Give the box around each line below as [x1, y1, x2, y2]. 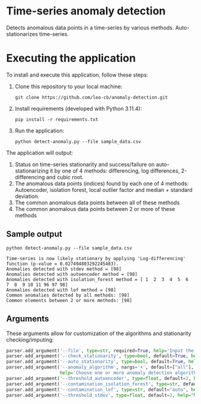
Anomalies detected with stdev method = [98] [6, 266, 121, 272]
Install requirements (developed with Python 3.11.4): [14, 105, 142, 112]
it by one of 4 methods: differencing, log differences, [50, 167, 180, 174]
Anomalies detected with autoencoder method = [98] [6, 271, 138, 277]
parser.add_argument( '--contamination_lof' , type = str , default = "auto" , [6, 387, 188, 393]
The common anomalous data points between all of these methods [14, 199, 180, 206]
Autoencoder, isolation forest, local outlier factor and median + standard [14, 186, 193, 193]
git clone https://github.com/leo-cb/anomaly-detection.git [14, 94, 168, 100]
